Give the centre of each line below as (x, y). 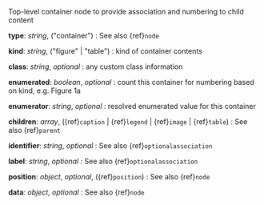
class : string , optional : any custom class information (96, 66)
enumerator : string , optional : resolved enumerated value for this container (132, 106)
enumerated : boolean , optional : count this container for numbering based (131, 82)
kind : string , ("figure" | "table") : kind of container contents (105, 51)
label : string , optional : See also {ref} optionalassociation (103, 161)
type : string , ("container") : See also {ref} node (84, 36)
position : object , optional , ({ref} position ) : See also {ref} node (109, 177)
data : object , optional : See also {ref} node (77, 192)
